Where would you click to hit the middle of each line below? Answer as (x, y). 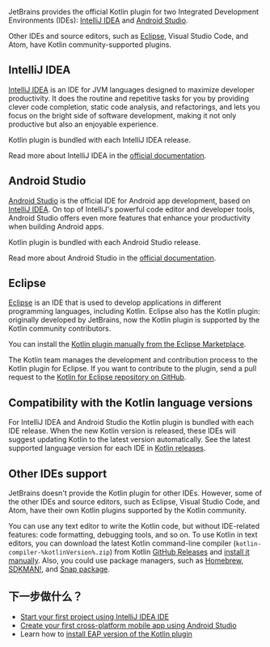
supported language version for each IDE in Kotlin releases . (107, 448)
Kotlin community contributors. (60, 328)
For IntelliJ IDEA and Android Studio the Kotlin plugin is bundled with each (131, 422)
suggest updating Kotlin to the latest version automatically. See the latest (129, 439)
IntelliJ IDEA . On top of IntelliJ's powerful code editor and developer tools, (131, 209)
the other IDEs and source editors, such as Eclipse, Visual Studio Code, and (134, 502)
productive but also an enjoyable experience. (84, 124)
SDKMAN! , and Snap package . (59, 569)
